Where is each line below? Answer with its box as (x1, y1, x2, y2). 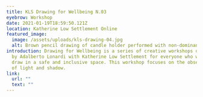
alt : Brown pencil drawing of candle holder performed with (11, 43, 166, 49)
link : (6, 70, 20, 77)
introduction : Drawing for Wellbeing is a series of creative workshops (6, 48, 193, 54)
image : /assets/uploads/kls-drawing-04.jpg (11, 37, 123, 43)
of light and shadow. (11, 64, 66, 71)
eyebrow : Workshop (6, 14, 53, 20)
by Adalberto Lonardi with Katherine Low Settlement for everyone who (11, 54, 193, 60)
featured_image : (6, 31, 47, 37)
